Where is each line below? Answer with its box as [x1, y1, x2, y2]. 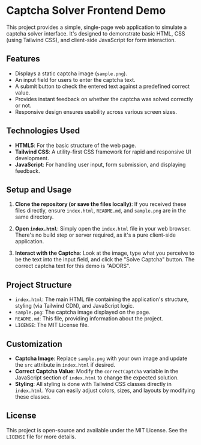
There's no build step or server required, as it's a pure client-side [14, 231, 176, 238]
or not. [14, 102, 32, 109]
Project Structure [6, 279, 72, 290]
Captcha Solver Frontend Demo [6, 4, 166, 17]
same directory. [14, 213, 54, 220]
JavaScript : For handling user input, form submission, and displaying [14, 161, 186, 168]
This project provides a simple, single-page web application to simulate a [6, 23, 187, 31]
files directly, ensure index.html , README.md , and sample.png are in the [14, 207, 186, 214]
